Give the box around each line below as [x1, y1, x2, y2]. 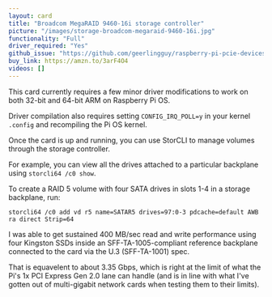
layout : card [8, 11, 53, 20]
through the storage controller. [8, 143, 111, 154]
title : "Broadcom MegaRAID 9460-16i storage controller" [8, 19, 205, 28]
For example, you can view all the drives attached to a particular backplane [8, 159, 259, 169]
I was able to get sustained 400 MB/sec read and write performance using [8, 229, 257, 239]
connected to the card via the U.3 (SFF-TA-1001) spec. [8, 246, 190, 256]
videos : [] [8, 65, 45, 73]
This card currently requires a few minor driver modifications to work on [8, 87, 249, 96]
